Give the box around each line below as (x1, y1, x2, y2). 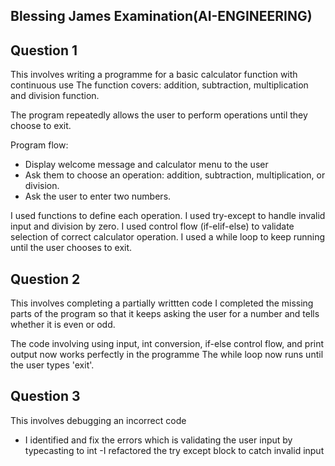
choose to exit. (10, 120, 72, 132)
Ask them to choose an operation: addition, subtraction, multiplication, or (24, 169, 326, 181)
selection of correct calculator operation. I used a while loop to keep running (10, 231, 326, 243)
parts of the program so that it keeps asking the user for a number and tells (10, 308, 320, 320)
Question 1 (10, 42, 78, 59)
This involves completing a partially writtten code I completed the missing (10, 297, 314, 309)
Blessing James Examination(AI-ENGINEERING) (10, 8, 313, 25)
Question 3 (10, 388, 81, 405)
